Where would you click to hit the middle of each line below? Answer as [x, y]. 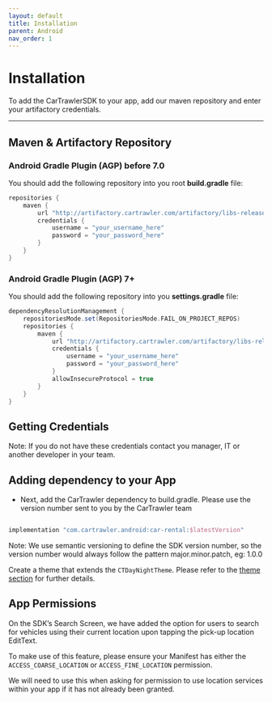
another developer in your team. [62, 455]
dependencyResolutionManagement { [67, 311]
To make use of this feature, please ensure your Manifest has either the [127, 656]
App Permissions [53, 604]
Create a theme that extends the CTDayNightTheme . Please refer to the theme [134, 569]
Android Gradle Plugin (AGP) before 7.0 [87, 165]
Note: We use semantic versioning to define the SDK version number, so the [135, 545]
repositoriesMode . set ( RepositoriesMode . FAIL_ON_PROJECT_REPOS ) [132, 319]
